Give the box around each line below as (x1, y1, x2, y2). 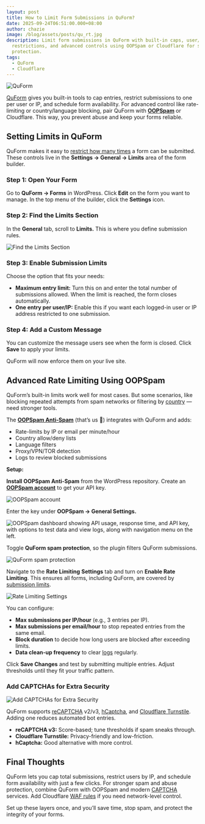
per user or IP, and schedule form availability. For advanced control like (6, 101, 185, 108)
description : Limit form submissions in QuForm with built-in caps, (6, 37, 184, 43)
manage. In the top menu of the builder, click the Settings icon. (6, 196, 165, 203)
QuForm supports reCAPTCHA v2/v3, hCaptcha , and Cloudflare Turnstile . (6, 708, 191, 715)
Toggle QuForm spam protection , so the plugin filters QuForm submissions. (6, 544, 197, 552)
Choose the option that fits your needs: (6, 273, 105, 280)
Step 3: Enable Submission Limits (6, 259, 107, 267)
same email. (15, 629, 46, 637)
